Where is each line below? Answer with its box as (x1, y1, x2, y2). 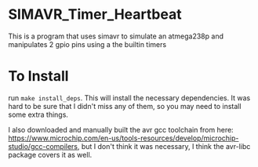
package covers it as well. (8, 150, 93, 159)
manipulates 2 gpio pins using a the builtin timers (8, 39, 167, 49)
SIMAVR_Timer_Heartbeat (8, 5, 182, 24)
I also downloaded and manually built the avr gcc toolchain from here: (8, 125, 234, 134)
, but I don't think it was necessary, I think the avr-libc (77, 141, 251, 151)
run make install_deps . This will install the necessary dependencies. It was (8, 93, 251, 103)
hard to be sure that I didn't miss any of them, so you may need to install (8, 101, 242, 111)
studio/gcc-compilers (8, 141, 78, 151)
